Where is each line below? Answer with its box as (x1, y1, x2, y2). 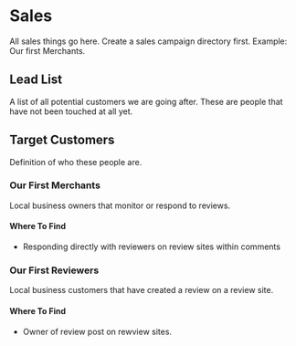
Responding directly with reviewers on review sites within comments (22, 241, 281, 252)
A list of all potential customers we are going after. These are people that (9, 96, 283, 107)
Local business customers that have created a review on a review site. (9, 285, 274, 296)
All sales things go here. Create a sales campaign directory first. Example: (9, 36, 288, 47)
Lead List (9, 72, 63, 88)
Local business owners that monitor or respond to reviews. (9, 200, 231, 211)
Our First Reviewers (9, 264, 100, 277)
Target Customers (9, 132, 115, 148)
